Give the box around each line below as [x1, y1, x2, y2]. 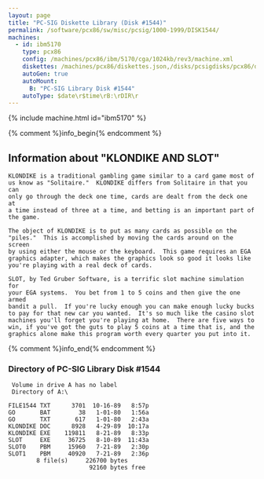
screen [8, 241, 30, 249]
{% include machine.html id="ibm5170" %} [8, 113, 147, 122]
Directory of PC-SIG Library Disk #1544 [8, 363, 161, 374]
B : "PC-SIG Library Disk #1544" [28, 84, 135, 93]
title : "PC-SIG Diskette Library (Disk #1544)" [8, 19, 167, 27]
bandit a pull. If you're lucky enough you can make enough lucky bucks [8, 303, 255, 311]
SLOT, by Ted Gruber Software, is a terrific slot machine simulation [8, 276, 244, 283]
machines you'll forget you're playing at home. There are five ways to [8, 316, 255, 324]
